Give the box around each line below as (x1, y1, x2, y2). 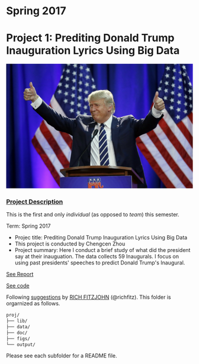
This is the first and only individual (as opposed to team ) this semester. (6, 211, 179, 218)
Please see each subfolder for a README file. (6, 352, 117, 359)
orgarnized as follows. (6, 300, 60, 307)
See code (6, 282, 30, 289)
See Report (6, 271, 34, 278)
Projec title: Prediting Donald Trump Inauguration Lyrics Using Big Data (14, 234, 188, 241)
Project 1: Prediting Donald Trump (6, 31, 175, 45)
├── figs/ (6, 336, 31, 342)
